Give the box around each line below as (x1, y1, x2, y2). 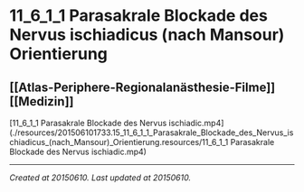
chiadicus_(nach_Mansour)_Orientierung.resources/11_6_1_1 (9, 137, 229, 147)
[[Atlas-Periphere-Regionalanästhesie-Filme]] (9, 79, 276, 95)
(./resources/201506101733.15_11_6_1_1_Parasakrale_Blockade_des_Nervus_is (9, 127, 294, 138)
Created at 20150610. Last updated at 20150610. (9, 172, 192, 183)
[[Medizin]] (9, 94, 74, 109)
